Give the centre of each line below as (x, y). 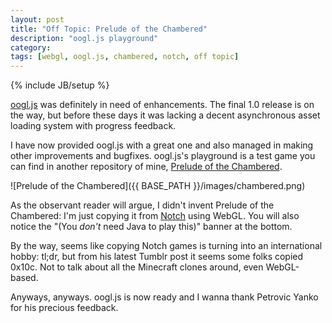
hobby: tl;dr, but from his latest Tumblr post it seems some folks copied (157, 257)
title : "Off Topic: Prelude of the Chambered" (109, 29)
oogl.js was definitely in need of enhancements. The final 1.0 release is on (162, 105)
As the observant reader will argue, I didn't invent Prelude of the (142, 205)
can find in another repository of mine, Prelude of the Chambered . (146, 167)
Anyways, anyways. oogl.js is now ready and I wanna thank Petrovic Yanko (164, 297)
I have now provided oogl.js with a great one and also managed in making (162, 145)
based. (24, 278)
